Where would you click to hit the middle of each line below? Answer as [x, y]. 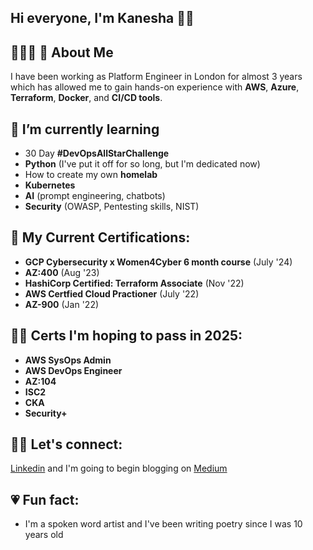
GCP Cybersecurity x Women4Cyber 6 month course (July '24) [158, 262]
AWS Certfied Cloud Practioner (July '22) [112, 293]
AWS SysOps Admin [68, 360]
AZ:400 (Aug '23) [62, 272]
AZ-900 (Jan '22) [62, 304]
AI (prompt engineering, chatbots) [95, 196]
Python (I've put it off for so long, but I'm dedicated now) [142, 164]
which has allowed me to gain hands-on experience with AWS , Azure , [155, 87]
